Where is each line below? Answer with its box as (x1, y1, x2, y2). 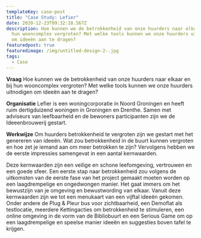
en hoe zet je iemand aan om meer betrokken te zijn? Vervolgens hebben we (6, 143, 195, 150)
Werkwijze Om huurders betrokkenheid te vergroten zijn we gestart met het (6, 130, 193, 138)
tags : (6, 53, 20, 59)
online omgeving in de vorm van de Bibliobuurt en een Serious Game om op (6, 212, 193, 219)
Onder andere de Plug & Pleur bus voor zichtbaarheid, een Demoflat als (6, 199, 182, 207)
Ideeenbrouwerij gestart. (6, 119, 67, 126)
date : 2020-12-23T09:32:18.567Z (6, 20, 87, 26)
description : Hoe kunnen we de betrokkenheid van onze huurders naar (6, 25, 184, 32)
